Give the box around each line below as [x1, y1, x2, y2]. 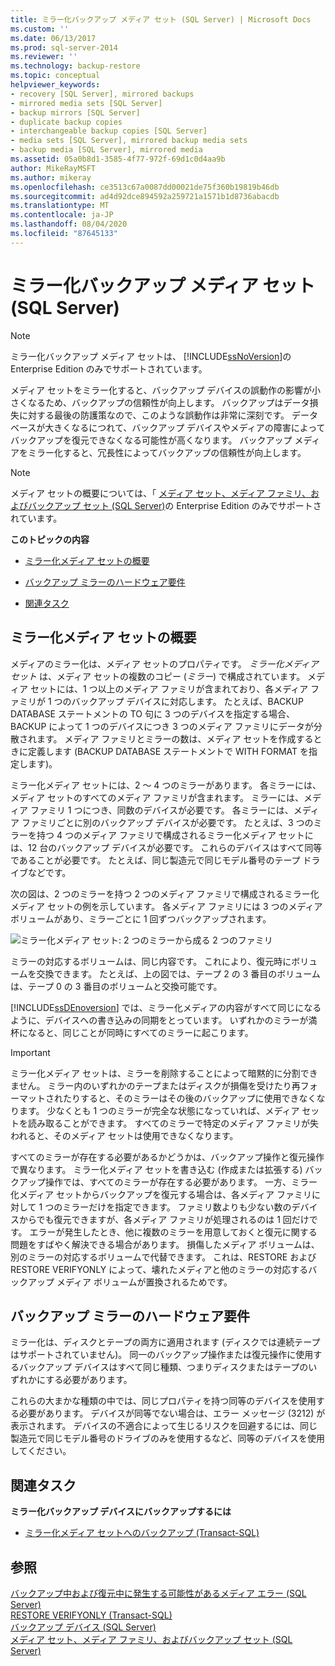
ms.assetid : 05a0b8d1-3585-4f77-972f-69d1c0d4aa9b [10, 154, 226, 164]
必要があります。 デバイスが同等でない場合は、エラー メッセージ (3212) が [18, 1407, 326, 1420]
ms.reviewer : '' [10, 52, 78, 62]
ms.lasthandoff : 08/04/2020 [10, 219, 128, 230]
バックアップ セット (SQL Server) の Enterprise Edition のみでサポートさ [27, 499, 322, 511]
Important [10, 1046, 51, 1058]
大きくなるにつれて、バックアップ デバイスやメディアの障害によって [44, 421, 326, 433]
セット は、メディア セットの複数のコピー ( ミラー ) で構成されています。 [10, 670, 306, 682]
